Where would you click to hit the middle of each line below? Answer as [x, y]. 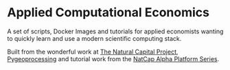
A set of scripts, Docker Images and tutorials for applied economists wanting [115, 31]
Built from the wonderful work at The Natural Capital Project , [93, 52]
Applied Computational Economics [108, 13]
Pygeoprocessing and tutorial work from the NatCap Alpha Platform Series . [113, 58]
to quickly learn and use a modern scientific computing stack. [94, 38]
